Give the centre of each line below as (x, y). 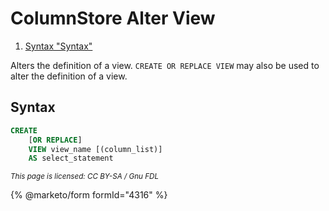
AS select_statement (71, 158)
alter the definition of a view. (69, 76)
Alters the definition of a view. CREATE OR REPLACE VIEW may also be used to (165, 65)
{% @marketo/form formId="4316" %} (89, 195)
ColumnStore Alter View (113, 18)
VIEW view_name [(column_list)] (95, 149)
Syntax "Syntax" (58, 46)
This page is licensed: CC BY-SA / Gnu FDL (85, 177)
